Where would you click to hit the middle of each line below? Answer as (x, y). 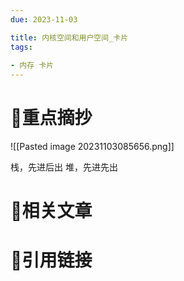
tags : (21, 47)
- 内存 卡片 (32, 66)
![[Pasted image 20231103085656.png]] (92, 147)
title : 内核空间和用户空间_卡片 (69, 37)
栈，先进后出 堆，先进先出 (64, 167)
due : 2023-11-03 (44, 19)
